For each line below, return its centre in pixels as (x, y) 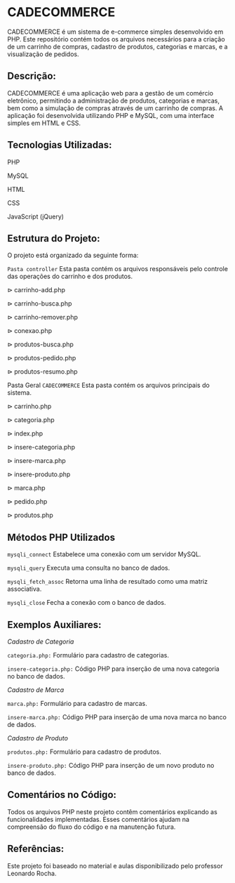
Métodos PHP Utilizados (61, 537)
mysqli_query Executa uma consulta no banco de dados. (89, 568)
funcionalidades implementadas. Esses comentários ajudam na (98, 819)
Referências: (36, 849)
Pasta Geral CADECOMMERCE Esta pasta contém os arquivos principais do (109, 385)
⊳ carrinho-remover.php (43, 318)
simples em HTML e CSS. (44, 123)
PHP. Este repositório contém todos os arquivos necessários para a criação (116, 39)
